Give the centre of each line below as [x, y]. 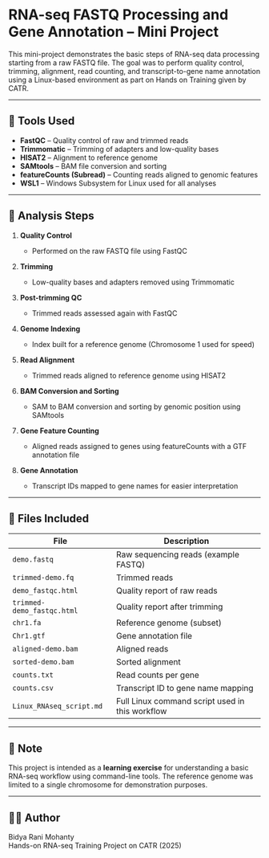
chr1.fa [27, 623]
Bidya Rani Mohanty [41, 837]
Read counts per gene [157, 675]
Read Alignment [47, 360]
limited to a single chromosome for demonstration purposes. [108, 785]
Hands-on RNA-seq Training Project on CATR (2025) [95, 846]
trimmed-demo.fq [43, 578]
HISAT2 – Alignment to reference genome [89, 157]
